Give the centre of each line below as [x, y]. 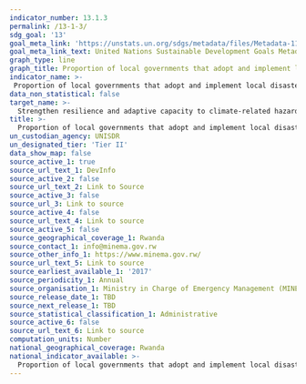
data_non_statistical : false [65, 94]
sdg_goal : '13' [38, 35]
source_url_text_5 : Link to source [77, 263]
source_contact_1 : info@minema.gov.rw [83, 247]
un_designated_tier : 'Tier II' [69, 145]
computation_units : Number [61, 339]
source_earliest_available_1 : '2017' [81, 272]
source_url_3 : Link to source [67, 204]
